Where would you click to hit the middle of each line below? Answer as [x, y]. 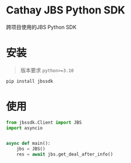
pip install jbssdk [30, 81]
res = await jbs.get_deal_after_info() [65, 155]
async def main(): [28, 144]
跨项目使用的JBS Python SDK [41, 27]
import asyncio [24, 128]
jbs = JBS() [31, 149]
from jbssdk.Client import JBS [44, 122]
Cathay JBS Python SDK [66, 10]
